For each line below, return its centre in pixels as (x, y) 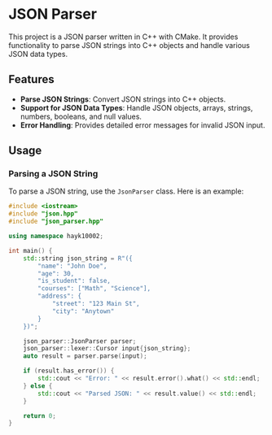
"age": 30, (56, 273)
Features (31, 79)
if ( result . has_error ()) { (69, 371)
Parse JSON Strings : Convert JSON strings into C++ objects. (123, 99)
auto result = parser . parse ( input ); (86, 356)
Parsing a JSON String (53, 174)
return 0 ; (40, 415)
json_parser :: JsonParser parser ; (80, 341)
